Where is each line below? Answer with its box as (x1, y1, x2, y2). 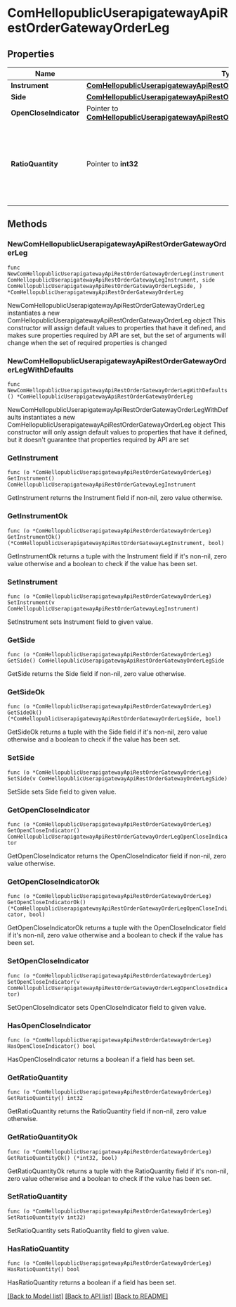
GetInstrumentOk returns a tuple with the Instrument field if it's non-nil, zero (7, 551, 227, 561)
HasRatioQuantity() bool (7, 1266, 80, 1273)
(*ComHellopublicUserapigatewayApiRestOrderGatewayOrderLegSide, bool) (7, 715, 221, 723)
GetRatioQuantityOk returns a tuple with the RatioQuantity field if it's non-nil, (7, 1167, 228, 1175)
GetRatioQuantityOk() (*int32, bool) (7, 1154, 118, 1161)
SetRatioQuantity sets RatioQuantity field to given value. (7, 1226, 169, 1234)
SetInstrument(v (7, 599, 55, 606)
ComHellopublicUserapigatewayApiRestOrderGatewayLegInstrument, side (7, 276, 216, 283)
